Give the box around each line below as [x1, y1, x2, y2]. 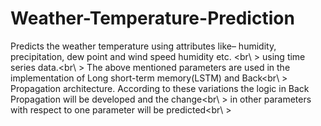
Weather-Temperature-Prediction [10, 7, 295, 30]
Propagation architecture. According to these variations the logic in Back [10, 82, 310, 94]
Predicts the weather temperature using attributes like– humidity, [10, 40, 277, 52]
